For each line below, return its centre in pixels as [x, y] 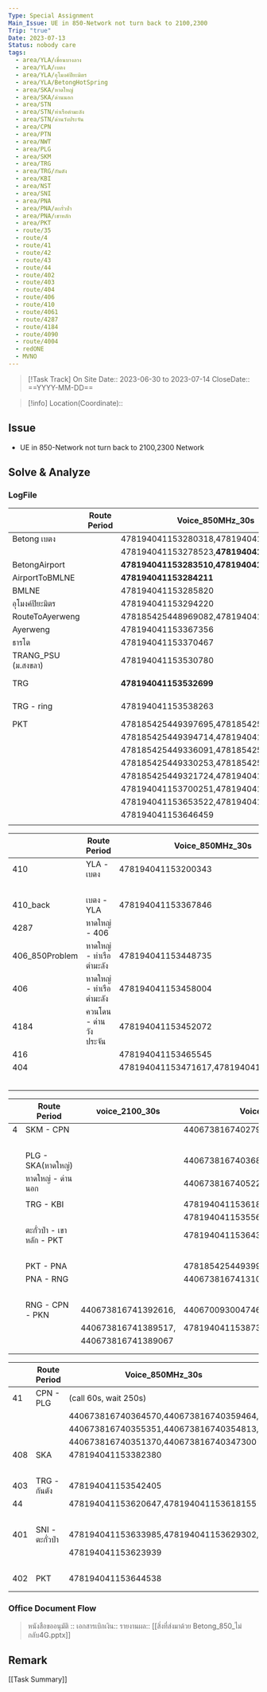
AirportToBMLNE [44, 578]
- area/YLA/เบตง [41, 68]
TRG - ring [33, 706]
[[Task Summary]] [38, 1679]
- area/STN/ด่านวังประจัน [50, 120]
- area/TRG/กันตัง [41, 171]
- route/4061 [37, 312]
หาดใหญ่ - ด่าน [49, 1179]
